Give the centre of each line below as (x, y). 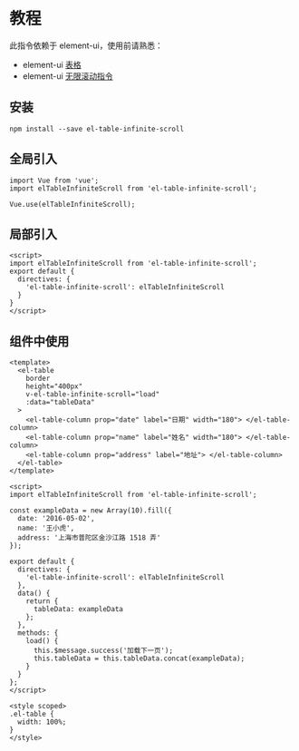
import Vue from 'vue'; (54, 180)
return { (42, 601)
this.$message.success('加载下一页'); (103, 651)
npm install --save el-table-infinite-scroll (96, 129)
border (38, 379)
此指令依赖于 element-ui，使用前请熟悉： (86, 45)
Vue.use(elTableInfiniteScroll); (72, 204)
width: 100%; (42, 722)
